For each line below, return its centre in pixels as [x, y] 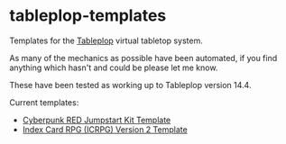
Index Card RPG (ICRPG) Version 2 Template [105, 129]
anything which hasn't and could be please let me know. [114, 67]
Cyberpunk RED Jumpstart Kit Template [97, 120]
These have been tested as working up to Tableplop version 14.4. [130, 85]
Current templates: [44, 102]
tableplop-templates [88, 16]
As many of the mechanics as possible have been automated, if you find [143, 58]
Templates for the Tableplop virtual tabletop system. [106, 40]
